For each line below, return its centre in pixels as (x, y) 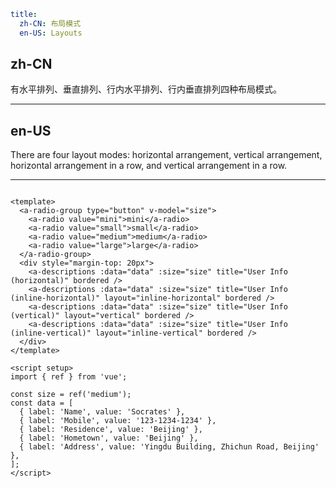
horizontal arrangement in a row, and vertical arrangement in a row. (149, 166)
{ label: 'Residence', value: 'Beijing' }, (111, 430)
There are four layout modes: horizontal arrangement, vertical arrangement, (166, 155)
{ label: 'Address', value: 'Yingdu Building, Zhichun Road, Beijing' (169, 447)
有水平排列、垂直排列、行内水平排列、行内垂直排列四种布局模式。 (146, 89)
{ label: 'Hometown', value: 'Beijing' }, (109, 438)
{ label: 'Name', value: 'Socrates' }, (102, 412)
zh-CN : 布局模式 (50, 23)
